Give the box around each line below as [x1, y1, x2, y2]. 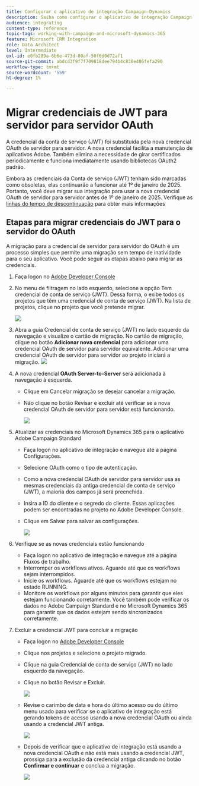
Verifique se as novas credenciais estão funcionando [14, 540, 145, 547]
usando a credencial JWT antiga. [23, 720, 105, 727]
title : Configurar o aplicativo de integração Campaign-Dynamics [6, 8, 171, 15]
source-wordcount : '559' [6, 70, 68, 76]
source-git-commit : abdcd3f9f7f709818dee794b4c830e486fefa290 [6, 58, 163, 64]
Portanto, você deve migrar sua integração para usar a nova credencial [6, 188, 179, 195]
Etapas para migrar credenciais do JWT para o [6, 218, 181, 228]
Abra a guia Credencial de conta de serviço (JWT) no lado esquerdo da [14, 326, 190, 333]
